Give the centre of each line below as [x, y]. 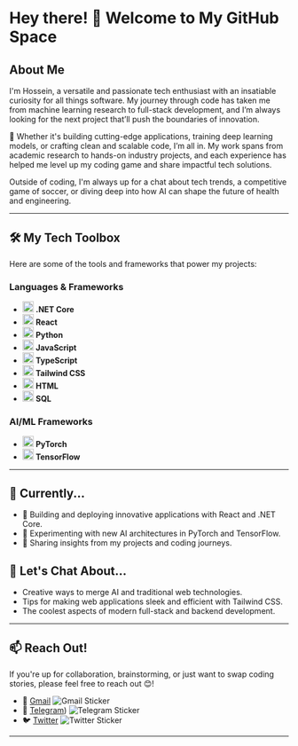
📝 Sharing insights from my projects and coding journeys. [127, 543]
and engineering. [40, 200]
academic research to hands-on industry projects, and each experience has [148, 155]
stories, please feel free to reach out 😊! [82, 683]
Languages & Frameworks [67, 287]
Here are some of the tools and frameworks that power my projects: [133, 263]
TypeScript [56, 361]
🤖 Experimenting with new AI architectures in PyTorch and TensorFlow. [151, 534]
